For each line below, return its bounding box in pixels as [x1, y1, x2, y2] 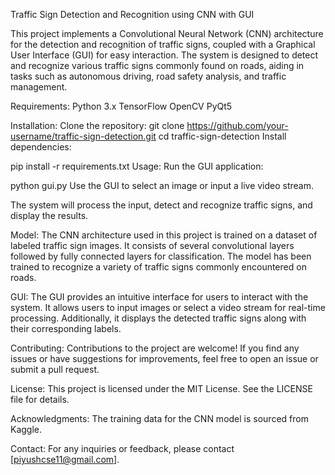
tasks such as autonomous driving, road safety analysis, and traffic [10, 70, 287, 82]
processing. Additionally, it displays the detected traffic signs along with [10, 312, 307, 324]
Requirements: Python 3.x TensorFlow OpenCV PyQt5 [10, 100, 233, 112]
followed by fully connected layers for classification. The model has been [10, 250, 312, 262]
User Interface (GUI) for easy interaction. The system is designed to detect [10, 49, 319, 61]
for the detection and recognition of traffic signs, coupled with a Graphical [10, 39, 316, 50]
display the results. [10, 210, 89, 221]
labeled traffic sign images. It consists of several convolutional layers [10, 240, 295, 251]
